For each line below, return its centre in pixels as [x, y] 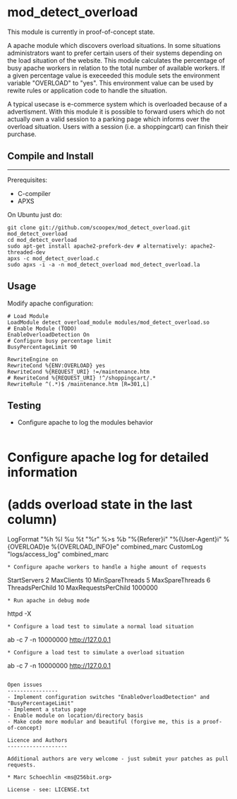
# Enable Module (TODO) [42, 329]
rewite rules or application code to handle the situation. [87, 90]
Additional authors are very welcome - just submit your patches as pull [118, 759]
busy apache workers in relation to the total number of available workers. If [116, 68]
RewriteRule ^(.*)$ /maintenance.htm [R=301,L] [79, 384]
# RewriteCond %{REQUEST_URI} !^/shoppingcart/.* [82, 378]
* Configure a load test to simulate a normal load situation [101, 626]
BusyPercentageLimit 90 [42, 347]
